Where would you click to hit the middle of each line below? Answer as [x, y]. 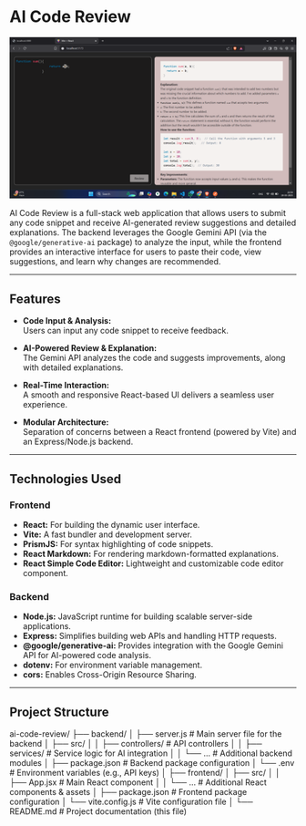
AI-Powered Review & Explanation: [90, 348]
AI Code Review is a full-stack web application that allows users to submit [148, 213]
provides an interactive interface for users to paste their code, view [136, 252]
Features [35, 299]
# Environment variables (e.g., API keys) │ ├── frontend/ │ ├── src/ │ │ [145, 773]
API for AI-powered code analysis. [87, 656]
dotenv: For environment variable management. [112, 665]
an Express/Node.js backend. [78, 442]
